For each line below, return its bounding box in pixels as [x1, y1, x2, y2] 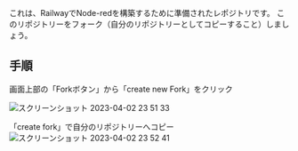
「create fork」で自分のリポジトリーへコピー [9, 121, 175, 131]
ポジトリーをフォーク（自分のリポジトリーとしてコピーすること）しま [24, 19, 282, 29]
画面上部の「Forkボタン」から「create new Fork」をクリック [9, 83, 233, 94]
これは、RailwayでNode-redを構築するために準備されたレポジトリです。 [9, 8, 276, 18]
